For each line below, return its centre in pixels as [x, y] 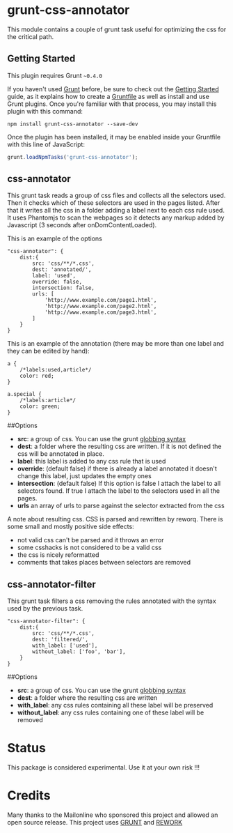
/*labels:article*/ [48, 400]
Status [27, 748]
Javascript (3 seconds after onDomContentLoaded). [82, 225]
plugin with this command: [45, 111]
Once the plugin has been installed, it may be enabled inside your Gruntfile [114, 137]
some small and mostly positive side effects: [71, 527]
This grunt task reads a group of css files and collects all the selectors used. [116, 196]
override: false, [57, 282]
